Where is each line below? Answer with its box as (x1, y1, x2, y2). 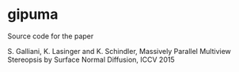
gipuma (7, 5, 59, 23)
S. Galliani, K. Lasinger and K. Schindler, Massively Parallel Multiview (7, 46, 231, 56)
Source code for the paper (7, 31, 94, 41)
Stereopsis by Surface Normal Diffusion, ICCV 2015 (7, 55, 175, 64)
